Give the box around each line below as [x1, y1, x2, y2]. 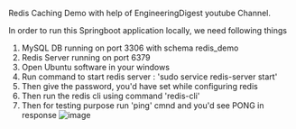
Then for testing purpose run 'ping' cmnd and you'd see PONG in [21, 100, 264, 111]
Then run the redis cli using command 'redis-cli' [21, 90, 200, 101]
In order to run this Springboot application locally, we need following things [8, 25, 288, 35]
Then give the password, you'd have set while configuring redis [21, 81, 258, 91]
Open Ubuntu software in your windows [21, 62, 171, 72]
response [21, 110, 58, 120]
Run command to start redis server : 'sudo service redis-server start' [21, 71, 278, 82]
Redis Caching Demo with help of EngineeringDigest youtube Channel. [8, 8, 272, 18]
